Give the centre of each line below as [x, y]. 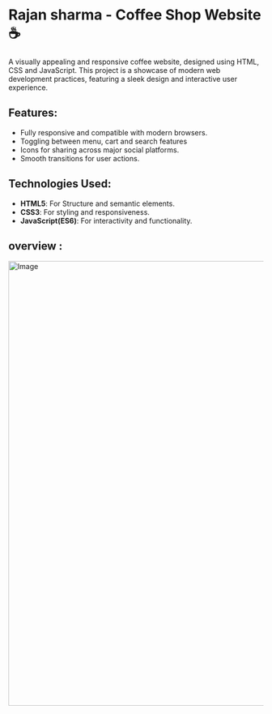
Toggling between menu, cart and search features [104, 141]
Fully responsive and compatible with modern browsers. [114, 132]
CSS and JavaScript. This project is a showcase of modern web [115, 70]
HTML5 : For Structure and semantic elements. [98, 203]
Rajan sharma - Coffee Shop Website [135, 15]
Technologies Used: [60, 184]
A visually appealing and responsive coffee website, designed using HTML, [134, 62]
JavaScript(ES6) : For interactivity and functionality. [106, 220]
